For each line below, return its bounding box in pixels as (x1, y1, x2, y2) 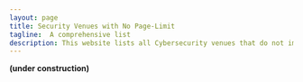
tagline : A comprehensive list (9, 30, 131, 39)
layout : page (9, 13, 59, 23)
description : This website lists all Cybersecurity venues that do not (9, 38, 284, 48)
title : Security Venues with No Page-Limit (9, 22, 176, 31)
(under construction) (9, 63, 90, 74)
